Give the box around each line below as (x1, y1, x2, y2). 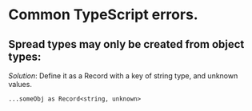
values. (8, 80, 32, 89)
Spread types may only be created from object (8, 38, 245, 51)
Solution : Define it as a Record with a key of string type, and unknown (8, 71, 238, 81)
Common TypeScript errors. (8, 6, 198, 24)
